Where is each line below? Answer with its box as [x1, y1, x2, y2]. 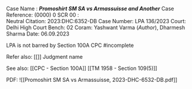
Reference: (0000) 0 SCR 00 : [6, 11, 79, 18]
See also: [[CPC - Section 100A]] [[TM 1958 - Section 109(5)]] [6, 65, 158, 72]
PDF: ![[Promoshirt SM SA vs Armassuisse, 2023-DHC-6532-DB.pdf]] [6, 77, 178, 83]
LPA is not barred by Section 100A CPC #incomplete [6, 42, 134, 49]
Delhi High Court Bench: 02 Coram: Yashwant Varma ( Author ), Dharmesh [6, 24, 185, 31]
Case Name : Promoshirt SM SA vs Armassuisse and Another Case [6, 5, 174, 12]
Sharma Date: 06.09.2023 [6, 30, 70, 37]
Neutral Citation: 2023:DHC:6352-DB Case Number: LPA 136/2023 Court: [6, 18, 186, 24]
